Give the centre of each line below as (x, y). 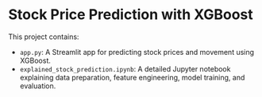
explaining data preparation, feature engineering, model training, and (132, 77)
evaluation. (38, 86)
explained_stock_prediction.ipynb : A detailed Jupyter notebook (125, 68)
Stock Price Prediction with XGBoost (131, 15)
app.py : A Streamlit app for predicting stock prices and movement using (137, 52)
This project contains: (44, 37)
